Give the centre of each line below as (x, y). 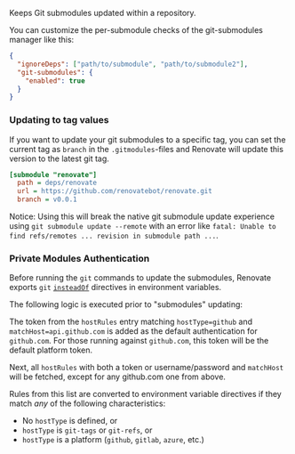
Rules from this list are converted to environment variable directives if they (145, 394)
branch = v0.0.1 (47, 199)
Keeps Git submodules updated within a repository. (103, 13)
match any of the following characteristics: (88, 403)
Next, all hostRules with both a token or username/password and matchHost (147, 368)
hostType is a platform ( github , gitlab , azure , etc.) (113, 440)
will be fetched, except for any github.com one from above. (118, 377)
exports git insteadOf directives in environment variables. (116, 288)
